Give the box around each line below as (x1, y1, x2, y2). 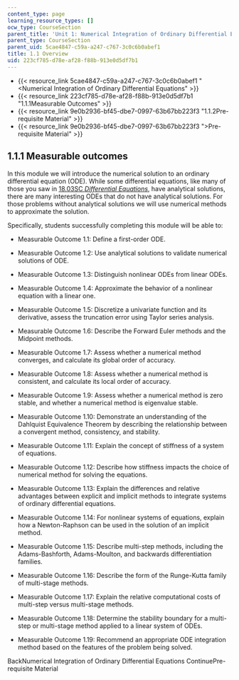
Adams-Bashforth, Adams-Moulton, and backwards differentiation (17, 549, 212, 558)
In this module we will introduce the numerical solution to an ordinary (7, 169, 210, 178)
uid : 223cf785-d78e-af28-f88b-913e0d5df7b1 (7, 57, 139, 64)
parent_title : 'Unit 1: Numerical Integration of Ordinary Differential (7, 30, 228, 38)
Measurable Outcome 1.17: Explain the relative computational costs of (17, 592, 221, 601)
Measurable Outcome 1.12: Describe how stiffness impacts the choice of (17, 462, 230, 471)
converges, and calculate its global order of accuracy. (17, 355, 176, 364)
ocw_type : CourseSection (7, 24, 81, 31)
